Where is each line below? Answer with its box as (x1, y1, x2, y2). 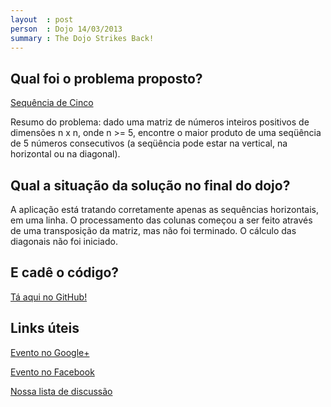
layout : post (10, 14, 74, 25)
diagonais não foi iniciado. (10, 236, 118, 247)
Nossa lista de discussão (10, 385, 113, 397)
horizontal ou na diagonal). (10, 148, 121, 160)
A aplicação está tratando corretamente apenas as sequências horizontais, (10, 204, 320, 215)
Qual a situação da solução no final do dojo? (10, 177, 291, 194)
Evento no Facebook (10, 366, 95, 378)
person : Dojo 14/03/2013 (10, 24, 123, 34)
